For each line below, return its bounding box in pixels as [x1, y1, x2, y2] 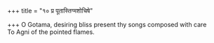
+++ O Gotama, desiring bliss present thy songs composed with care [7, 21, 207, 28]
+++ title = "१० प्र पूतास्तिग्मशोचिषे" [7, 7, 93, 15]
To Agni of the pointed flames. [7, 28, 95, 36]
